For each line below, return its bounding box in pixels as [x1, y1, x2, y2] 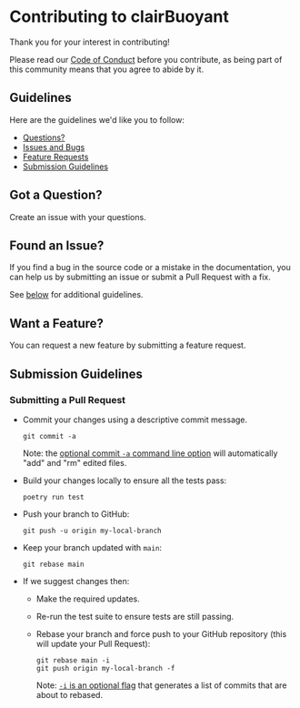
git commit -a [22, 431, 76, 440]
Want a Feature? [9, 316, 105, 331]
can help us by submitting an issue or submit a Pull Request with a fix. [9, 271, 271, 283]
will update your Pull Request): [35, 638, 151, 649]
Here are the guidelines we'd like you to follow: [9, 114, 185, 125]
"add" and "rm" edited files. [22, 457, 127, 468]
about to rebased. [35, 689, 103, 700]
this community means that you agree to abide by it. [9, 64, 205, 75]
